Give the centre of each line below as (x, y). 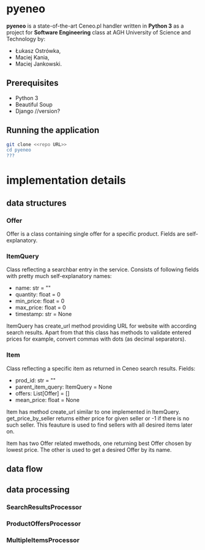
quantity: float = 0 (38, 295)
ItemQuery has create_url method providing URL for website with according (102, 326)
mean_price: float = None (47, 400)
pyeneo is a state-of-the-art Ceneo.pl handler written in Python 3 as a (95, 26)
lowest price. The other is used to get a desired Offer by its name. (89, 449)
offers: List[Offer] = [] (42, 393)
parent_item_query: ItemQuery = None (64, 387)
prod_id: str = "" (35, 380)
